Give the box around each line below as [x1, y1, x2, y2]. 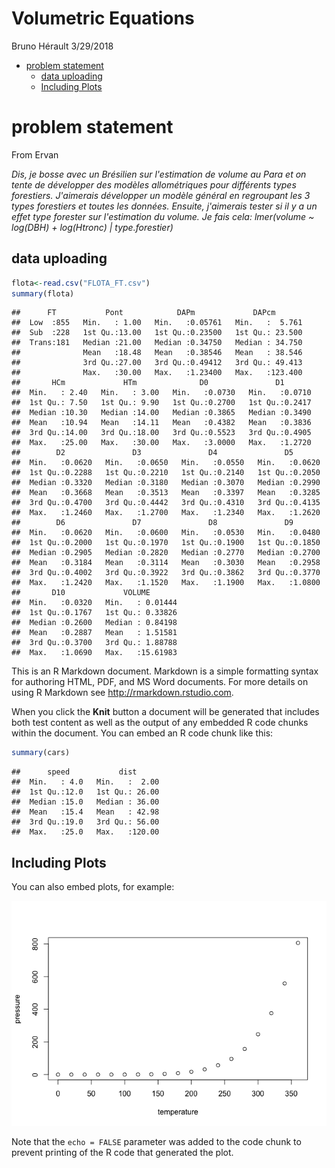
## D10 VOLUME [11, 588, 151, 598]
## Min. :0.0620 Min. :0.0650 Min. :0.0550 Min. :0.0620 [11, 458, 321, 468]
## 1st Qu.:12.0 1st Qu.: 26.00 [11, 787, 160, 797]
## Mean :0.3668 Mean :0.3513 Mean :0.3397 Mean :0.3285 [11, 488, 321, 498]
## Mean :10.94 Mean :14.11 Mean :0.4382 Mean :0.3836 [11, 418, 312, 428]
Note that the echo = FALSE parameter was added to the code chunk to [11, 1136, 302, 1148]
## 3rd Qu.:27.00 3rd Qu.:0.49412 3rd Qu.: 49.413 [11, 358, 303, 368]
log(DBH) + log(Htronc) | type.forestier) [11, 221, 174, 233]
